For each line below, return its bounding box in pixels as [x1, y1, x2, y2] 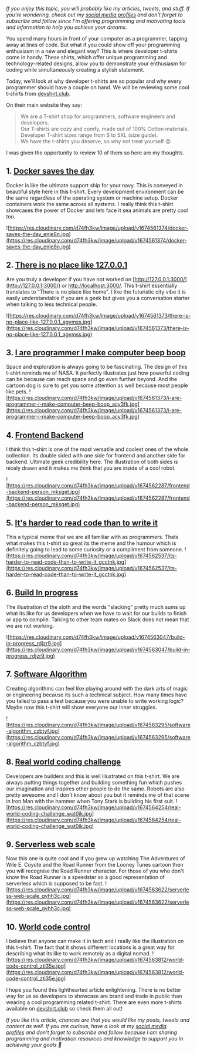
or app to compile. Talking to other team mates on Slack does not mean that [6, 616, 189, 623]
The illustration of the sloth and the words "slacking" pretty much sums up [6, 603, 186, 610]
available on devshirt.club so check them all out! [6, 1005, 123, 1012]
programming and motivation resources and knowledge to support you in [6, 1035, 184, 1042]
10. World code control [6, 922, 90, 932]
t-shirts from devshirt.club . [6, 90, 71, 97]
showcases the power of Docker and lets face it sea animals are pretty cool [6, 207, 188, 214]
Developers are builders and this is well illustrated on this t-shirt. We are [6, 772, 180, 780]
